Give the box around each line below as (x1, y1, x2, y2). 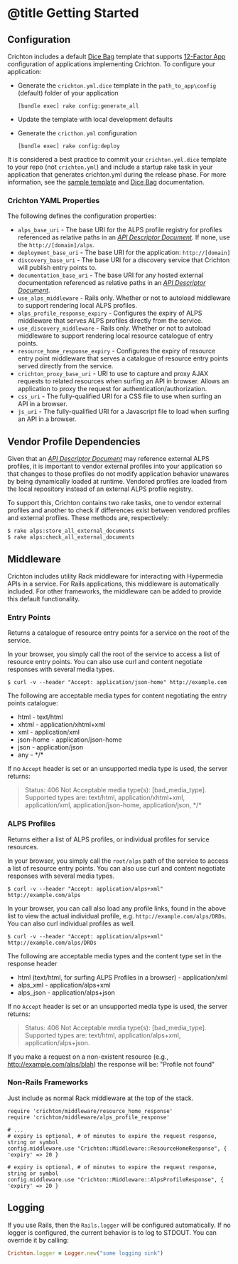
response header (7, 959, 58, 968)
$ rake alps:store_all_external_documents (7, 527, 135, 535)
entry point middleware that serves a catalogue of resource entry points (17, 354, 229, 363)
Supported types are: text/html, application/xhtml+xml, (24, 793, 185, 802)
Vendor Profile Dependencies (7, 435, 141, 447)
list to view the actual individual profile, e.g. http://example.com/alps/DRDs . (7, 911, 227, 920)
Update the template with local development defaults (17, 115, 173, 123)
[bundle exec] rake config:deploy (17, 143, 120, 150)
